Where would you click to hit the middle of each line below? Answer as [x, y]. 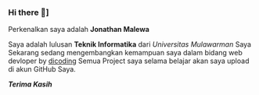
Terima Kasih [30, 84]
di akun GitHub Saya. [42, 69]
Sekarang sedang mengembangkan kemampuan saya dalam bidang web [125, 53]
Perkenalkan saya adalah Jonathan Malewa [79, 30]
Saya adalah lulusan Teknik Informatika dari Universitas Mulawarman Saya [130, 44]
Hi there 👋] [29, 12]
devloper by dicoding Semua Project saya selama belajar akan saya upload [129, 61]
